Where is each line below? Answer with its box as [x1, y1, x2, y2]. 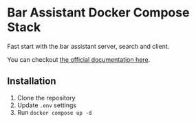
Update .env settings [17, 101, 77, 109]
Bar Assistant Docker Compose [7, 5, 190, 21]
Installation [7, 76, 56, 87]
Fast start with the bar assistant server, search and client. [7, 42, 170, 50]
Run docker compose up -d [17, 108, 92, 116]
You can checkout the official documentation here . [7, 55, 151, 63]
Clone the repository [17, 93, 76, 102]
